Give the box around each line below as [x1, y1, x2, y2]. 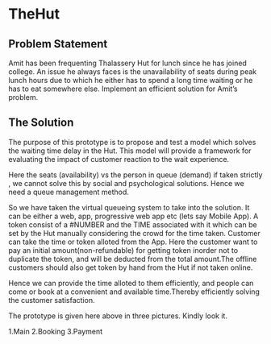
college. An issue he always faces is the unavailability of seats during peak [8, 67, 257, 77]
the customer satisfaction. [8, 295, 95, 305]
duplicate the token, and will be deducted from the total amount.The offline [8, 254, 257, 263]
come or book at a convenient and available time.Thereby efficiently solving [8, 287, 261, 296]
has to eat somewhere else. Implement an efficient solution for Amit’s [8, 84, 238, 93]
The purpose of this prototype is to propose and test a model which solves [8, 137, 256, 147]
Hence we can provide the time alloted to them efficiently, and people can [8, 278, 254, 288]
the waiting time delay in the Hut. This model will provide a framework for [8, 146, 252, 155]
